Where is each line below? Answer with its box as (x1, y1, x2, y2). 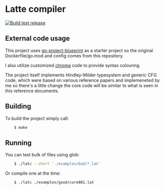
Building (5, 102, 31, 111)
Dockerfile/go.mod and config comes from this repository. (5, 53, 124, 59)
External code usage (5, 34, 70, 43)
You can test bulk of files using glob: (5, 152, 80, 158)
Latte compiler (5, 3, 66, 15)
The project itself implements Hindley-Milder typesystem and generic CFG (5, 72, 157, 78)
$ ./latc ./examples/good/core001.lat (14, 180, 94, 185)
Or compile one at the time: (5, 170, 61, 177)
